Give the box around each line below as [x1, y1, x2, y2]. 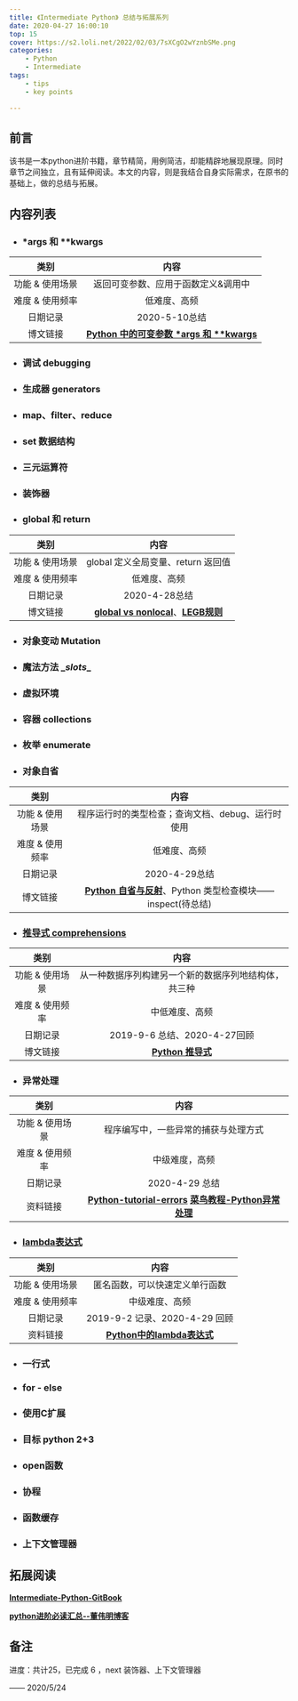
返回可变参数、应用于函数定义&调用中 [92, 278, 251, 290]
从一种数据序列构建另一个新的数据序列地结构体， [79, 969, 285, 981]
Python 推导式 [151, 1046, 213, 1059]
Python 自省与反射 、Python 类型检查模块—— [84, 884, 275, 897]
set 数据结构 [21, 435, 75, 447]
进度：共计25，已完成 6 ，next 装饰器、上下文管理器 [9, 1665, 201, 1675]
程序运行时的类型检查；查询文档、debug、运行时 [76, 807, 282, 819]
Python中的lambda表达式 [106, 1328, 215, 1341]
